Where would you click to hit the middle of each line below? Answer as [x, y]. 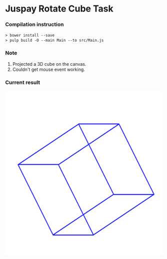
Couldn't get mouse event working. [48, 69]
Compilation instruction [34, 25]
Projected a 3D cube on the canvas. [49, 64]
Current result [23, 82]
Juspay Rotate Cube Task [59, 9]
